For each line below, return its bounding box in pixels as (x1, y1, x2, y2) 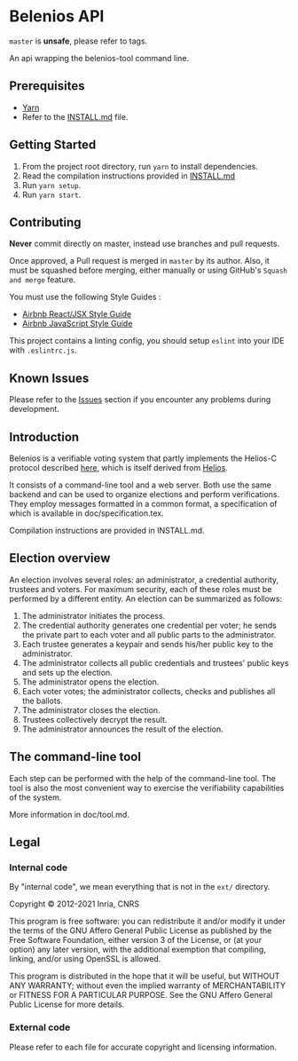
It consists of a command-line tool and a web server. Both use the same (9, 479, 272, 490)
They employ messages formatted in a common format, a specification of (9, 499, 278, 509)
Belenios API (9, 6, 105, 27)
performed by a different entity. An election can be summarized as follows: (9, 593, 282, 604)
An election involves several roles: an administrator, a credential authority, (9, 574, 279, 585)
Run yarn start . (21, 189, 82, 200)
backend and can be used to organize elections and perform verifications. (9, 489, 280, 499)
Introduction (9, 429, 80, 445)
